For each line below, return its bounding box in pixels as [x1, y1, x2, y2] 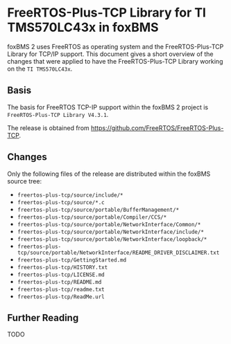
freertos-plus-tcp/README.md [17, 278, 102, 285]
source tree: [7, 176, 42, 185]
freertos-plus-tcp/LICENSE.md [17, 271, 105, 278]
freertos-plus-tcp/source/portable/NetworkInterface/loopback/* [17, 235, 207, 243]
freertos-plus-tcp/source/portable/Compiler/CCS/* [17, 213, 167, 221]
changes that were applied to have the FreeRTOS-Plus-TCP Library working [7, 57, 223, 65]
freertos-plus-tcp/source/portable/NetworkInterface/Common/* [17, 221, 201, 228]
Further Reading [7, 311, 79, 323]
